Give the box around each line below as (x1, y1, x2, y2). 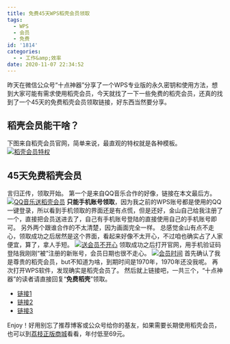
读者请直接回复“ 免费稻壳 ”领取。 (21, 275, 112, 283)
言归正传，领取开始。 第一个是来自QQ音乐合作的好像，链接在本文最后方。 (7, 189, 216, 197)
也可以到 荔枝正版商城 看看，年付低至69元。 (7, 330, 129, 338)
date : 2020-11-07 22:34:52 (7, 61, 84, 68)
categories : (7, 49, 41, 56)
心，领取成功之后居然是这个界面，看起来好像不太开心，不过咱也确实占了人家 (7, 232, 223, 241)
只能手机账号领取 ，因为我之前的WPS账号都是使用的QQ (66, 198, 222, 206)
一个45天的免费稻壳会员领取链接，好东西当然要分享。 (18, 97, 171, 106)
